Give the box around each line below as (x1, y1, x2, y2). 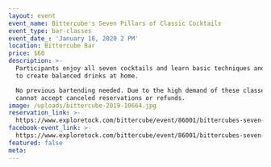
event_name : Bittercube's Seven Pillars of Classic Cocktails (8, 19, 222, 27)
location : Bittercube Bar (8, 42, 95, 50)
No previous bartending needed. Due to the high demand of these (15, 86, 240, 94)
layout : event (8, 11, 56, 20)
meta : (8, 146, 27, 154)
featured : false (8, 139, 63, 147)
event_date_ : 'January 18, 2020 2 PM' (8, 34, 139, 43)
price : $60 (8, 49, 45, 57)
